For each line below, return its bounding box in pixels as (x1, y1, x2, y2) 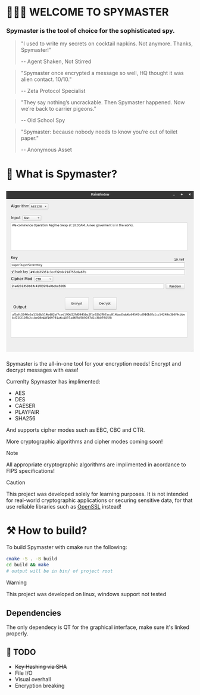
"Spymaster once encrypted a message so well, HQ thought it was (20, 70, 185, 77)
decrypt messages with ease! (6, 366, 79, 373)
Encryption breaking (14, 682, 65, 689)
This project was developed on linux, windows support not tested (6, 591, 167, 598)
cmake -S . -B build (6, 556, 58, 562)
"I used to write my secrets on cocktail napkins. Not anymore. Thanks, (20, 40, 193, 47)
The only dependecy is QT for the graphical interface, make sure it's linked (6, 624, 189, 631)
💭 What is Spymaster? (6, 167, 118, 180)
